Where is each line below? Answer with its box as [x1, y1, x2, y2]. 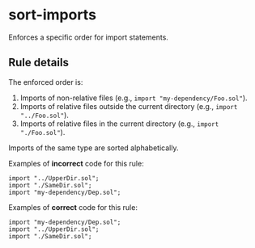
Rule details [8, 56, 69, 69]
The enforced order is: [8, 77, 83, 86]
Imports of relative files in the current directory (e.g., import [19, 119, 219, 128]
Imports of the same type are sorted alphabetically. [8, 143, 179, 153]
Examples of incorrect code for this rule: [8, 158, 144, 168]
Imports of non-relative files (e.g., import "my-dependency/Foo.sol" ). [19, 93, 249, 103]
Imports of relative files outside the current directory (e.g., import [19, 101, 238, 111]
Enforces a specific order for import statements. [8, 32, 168, 42]
